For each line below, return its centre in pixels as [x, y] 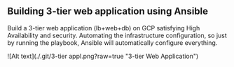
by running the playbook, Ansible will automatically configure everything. [112, 42]
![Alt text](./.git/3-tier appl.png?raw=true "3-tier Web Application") [103, 56]
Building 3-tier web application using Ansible [108, 11]
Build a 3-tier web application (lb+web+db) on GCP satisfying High [104, 28]
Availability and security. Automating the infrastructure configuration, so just [117, 35]
